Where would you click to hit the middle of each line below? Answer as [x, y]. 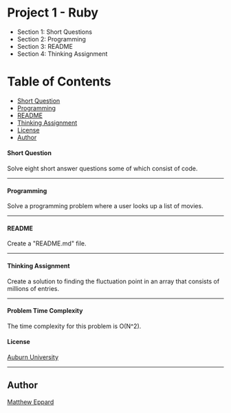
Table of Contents [59, 82]
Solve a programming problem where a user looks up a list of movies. [106, 206]
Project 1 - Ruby [53, 13]
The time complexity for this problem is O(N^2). [74, 326]
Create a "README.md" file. [47, 243]
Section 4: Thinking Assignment [62, 54]
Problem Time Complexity [45, 311]
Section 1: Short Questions [55, 32]
